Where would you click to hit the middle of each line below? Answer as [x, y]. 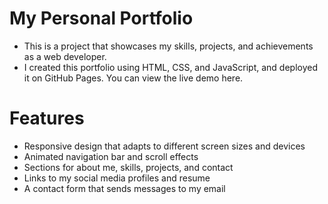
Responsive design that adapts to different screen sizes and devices [164, 146]
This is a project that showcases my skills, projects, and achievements [168, 46]
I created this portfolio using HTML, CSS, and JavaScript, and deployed [170, 67]
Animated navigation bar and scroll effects [111, 156]
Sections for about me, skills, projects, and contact [128, 167]
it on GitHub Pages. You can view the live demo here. [133, 78]
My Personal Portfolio [101, 18]
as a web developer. [65, 56]
